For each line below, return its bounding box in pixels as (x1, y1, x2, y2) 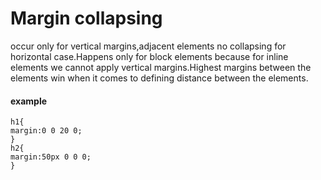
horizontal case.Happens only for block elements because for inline (10, 50, 289, 62)
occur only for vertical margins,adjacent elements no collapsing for (10, 40, 287, 52)
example (10, 95, 48, 107)
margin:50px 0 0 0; (10, 152, 92, 162)
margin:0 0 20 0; (10, 126, 83, 136)
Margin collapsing (10, 7, 163, 30)
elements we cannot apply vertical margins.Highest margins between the (10, 61, 312, 73)
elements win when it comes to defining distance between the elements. (10, 72, 309, 84)
